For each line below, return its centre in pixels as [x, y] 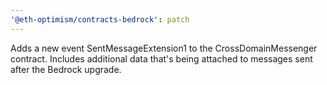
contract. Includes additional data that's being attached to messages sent [161, 58]
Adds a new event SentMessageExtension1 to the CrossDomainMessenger [164, 48]
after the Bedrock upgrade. [66, 69]
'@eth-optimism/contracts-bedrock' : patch [100, 19]
